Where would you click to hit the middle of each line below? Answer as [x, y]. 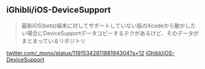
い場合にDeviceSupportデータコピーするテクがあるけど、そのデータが [110, 33]
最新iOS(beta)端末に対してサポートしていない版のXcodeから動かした [109, 25]
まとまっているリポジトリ [53, 41]
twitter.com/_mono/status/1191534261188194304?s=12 [75, 53]
